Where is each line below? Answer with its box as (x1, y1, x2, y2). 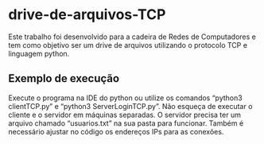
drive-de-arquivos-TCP (8, 6, 166, 24)
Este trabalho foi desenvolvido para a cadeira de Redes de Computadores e (8, 32, 256, 41)
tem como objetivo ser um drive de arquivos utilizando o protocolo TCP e (8, 40, 248, 49)
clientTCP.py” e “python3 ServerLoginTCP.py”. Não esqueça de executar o (8, 101, 253, 111)
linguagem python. (8, 49, 70, 58)
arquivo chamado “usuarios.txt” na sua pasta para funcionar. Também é (8, 118, 244, 128)
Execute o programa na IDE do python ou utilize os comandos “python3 (8, 93, 243, 103)
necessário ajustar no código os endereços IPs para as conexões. (8, 126, 224, 136)
